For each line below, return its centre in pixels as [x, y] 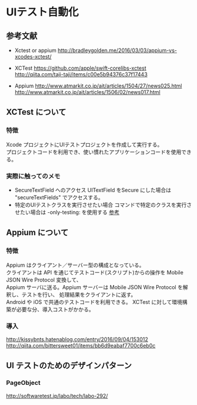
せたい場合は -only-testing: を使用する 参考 [67, 212]
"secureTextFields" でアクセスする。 [59, 197]
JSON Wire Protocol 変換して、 [44, 280]
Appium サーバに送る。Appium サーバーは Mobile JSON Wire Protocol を [94, 287]
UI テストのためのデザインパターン [69, 366]
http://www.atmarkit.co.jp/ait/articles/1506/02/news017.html [87, 92]
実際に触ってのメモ [33, 176]
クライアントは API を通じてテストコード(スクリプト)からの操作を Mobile [95, 272]
